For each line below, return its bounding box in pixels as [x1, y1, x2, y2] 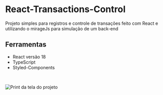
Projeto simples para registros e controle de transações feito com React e [5, 20, 158, 26]
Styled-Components [12, 64, 55, 70]
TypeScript [12, 59, 36, 65]
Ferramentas [5, 40, 46, 49]
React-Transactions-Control [5, 4, 126, 15]
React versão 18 [12, 54, 46, 60]
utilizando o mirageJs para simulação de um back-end [5, 25, 119, 31]
